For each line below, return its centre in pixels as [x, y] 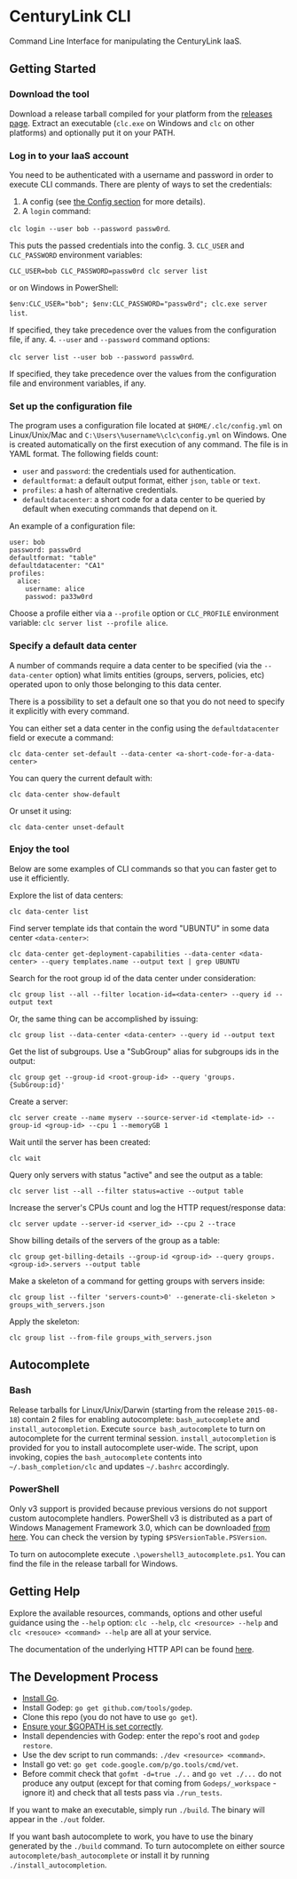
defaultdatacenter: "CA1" [57, 566]
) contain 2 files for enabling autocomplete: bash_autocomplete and [138, 1419]
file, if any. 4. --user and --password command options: [109, 339]
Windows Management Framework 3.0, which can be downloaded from [140, 1527]
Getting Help [45, 1591]
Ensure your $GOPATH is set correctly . [93, 1727]
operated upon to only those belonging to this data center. [115, 684]
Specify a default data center [73, 646]
